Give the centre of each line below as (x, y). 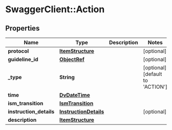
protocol (18, 51)
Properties (23, 28)
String (67, 77)
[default (153, 74)
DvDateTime (75, 95)
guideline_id (23, 59)
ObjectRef (72, 59)
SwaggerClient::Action (55, 9)
